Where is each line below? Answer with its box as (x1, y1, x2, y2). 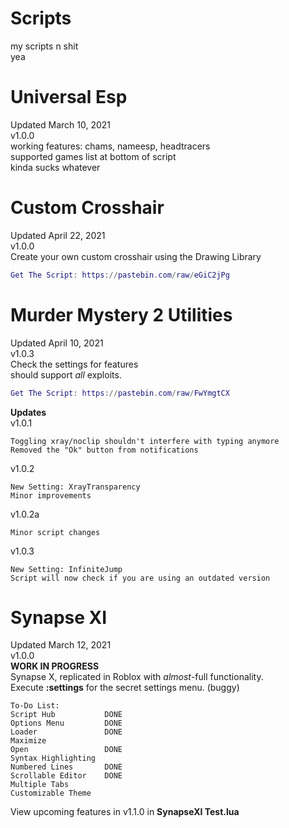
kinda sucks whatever (10, 161, 101, 173)
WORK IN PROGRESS (10, 660, 100, 672)
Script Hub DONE (10, 710, 123, 720)
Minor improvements (10, 490, 92, 501)
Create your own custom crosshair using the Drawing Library (10, 250, 262, 262)
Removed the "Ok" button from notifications (10, 445, 199, 455)
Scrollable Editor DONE (10, 771, 123, 781)
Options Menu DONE (10, 718, 123, 729)
